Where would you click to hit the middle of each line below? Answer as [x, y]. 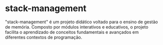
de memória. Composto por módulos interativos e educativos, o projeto [77, 27]
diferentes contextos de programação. [44, 37]
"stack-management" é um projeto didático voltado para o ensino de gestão [81, 22]
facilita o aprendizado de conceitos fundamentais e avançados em [72, 32]
